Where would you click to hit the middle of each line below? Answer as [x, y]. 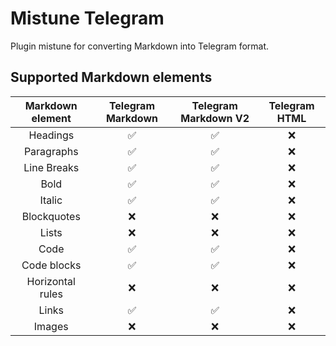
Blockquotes [51, 216]
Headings [51, 135]
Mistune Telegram [87, 18]
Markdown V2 [215, 118]
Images [51, 326]
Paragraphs [51, 151]
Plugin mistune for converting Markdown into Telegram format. [140, 46]
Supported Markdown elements [111, 77]
